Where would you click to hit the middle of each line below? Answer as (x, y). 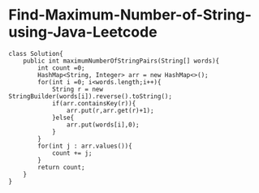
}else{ (63, 118)
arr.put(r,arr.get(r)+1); (110, 110)
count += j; (72, 153)
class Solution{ (36, 54)
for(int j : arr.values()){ (85, 146)
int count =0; (61, 68)
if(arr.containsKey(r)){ (94, 103)
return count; (61, 167)
